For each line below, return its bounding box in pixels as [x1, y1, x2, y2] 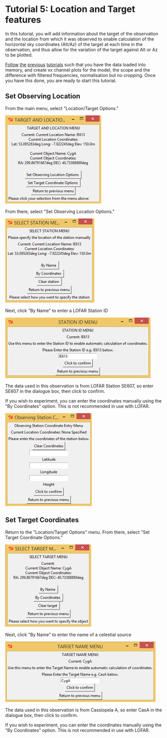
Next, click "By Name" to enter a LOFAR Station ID [5, 307, 108, 313]
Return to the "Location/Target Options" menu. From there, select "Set [5, 529, 150, 535]
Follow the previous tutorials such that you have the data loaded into [5, 61, 146, 67]
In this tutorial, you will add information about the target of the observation [5, 30, 158, 36]
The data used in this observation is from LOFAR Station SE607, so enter [5, 382, 154, 388]
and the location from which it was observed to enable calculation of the [5, 36, 154, 42]
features [5, 14, 41, 25]
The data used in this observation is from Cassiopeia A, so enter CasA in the [5, 706, 162, 713]
